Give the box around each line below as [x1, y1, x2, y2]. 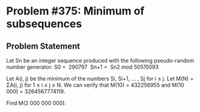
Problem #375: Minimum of [6, 4, 145, 18]
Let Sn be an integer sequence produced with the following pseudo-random [6, 57, 194, 64]
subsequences [6, 17, 82, 31]
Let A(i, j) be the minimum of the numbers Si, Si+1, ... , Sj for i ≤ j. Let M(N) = [6, 75, 194, 82]
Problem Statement [6, 41, 80, 51]
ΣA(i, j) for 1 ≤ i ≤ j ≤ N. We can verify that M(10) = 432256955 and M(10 [6, 81, 184, 89]
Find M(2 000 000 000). [6, 99, 67, 107]
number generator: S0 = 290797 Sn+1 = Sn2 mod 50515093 [6, 63, 159, 70]
